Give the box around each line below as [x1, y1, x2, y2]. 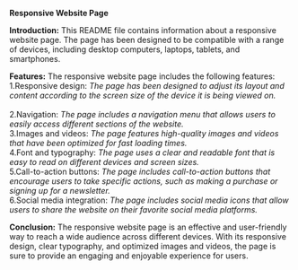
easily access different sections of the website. [9, 118, 184, 129]
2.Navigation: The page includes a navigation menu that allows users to [9, 109, 276, 119]
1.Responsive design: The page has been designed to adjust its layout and [9, 81, 285, 91]
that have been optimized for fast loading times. [9, 138, 188, 148]
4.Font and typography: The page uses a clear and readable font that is [9, 147, 276, 158]
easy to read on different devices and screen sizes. [9, 157, 199, 167]
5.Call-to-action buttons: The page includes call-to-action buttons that [9, 166, 271, 177]
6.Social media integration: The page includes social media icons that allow [9, 195, 289, 205]
